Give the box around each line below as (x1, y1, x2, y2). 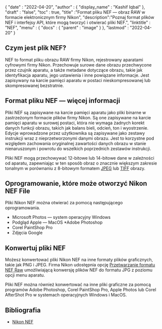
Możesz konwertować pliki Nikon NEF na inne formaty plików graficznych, (5, 257, 153, 263)
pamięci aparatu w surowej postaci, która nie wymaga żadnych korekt (5, 120, 145, 126)
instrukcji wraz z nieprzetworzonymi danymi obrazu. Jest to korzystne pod (5, 135, 154, 141)
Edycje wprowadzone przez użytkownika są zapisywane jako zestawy (5, 130, 145, 136)
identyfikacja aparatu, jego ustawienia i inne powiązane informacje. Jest (5, 72, 149, 78)
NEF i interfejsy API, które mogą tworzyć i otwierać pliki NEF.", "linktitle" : (5, 19, 151, 25)
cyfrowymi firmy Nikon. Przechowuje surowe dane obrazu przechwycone (5, 62, 152, 67)
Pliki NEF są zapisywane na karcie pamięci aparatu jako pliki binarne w (5, 109, 146, 115)
